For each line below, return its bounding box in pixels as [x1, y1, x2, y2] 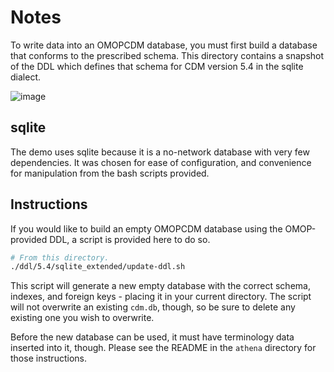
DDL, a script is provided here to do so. [49, 233, 211, 245]
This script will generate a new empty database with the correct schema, [10, 280, 311, 292]
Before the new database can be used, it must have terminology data [10, 331, 295, 343]
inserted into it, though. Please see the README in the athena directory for [10, 342, 317, 354]
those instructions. [10, 352, 87, 365]
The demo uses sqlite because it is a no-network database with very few [10, 146, 310, 158]
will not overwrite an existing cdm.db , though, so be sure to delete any [10, 301, 296, 313]
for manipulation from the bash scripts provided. [10, 167, 210, 179]
